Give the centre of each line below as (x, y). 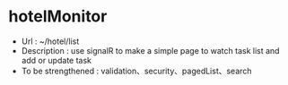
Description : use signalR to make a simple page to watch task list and (150, 50)
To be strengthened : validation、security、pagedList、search (136, 71)
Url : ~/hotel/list (50, 41)
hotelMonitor (58, 17)
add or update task (56, 60)
